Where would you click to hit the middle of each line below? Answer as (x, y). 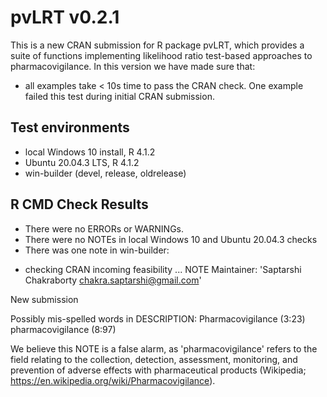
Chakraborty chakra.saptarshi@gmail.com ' (113, 280)
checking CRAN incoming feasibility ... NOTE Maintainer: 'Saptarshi (163, 269)
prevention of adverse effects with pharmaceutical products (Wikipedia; (158, 370)
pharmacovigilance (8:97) (63, 329)
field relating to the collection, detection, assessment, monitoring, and (154, 359)
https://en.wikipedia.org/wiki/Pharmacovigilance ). (113, 380)
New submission (44, 299)
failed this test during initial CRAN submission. (119, 96)
